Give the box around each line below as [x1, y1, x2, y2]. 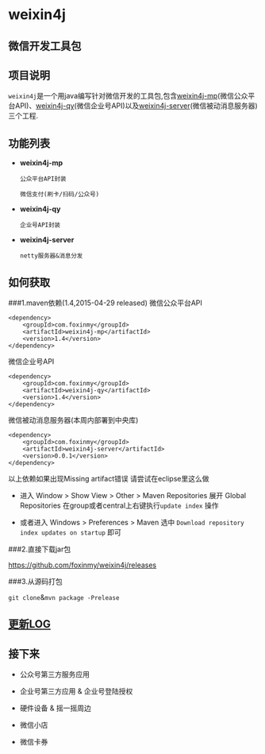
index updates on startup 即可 [19, 528, 121, 537]
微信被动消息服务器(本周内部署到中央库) [8, 416, 139, 425]
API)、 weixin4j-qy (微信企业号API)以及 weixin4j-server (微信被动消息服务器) [14, 101, 258, 110]
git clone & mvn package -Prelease [8, 593, 120, 602]
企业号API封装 [19, 221, 61, 230]
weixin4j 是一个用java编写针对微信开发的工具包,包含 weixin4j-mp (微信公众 [8, 91, 248, 101]
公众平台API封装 [19, 175, 67, 184]
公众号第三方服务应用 [19, 670, 90, 679]
